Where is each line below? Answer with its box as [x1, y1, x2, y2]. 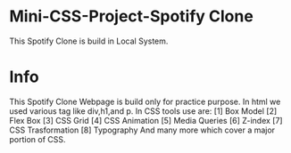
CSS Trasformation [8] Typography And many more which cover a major [9, 125, 275, 135]
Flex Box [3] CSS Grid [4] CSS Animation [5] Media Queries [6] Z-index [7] [9, 115, 283, 125]
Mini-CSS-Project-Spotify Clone [9, 6, 254, 27]
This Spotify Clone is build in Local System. [9, 36, 169, 46]
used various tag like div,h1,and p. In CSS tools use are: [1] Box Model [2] [9, 105, 278, 117]
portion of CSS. [9, 133, 66, 144]
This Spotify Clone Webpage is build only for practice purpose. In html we [9, 96, 281, 107]
